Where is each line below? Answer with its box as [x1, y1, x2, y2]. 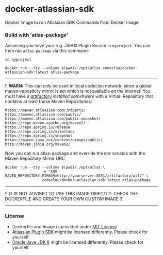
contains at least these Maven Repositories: [5, 99, 92, 104]
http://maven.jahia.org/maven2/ [5, 142, 70, 147]
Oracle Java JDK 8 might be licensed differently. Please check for [12, 239, 144, 245]
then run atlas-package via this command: [5, 48, 89, 54]
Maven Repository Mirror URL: [5, 155, 65, 161]
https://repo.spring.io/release [5, 125, 70, 130]
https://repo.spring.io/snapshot [5, 134, 73, 138]
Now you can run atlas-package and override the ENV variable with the [5, 151, 146, 156]
